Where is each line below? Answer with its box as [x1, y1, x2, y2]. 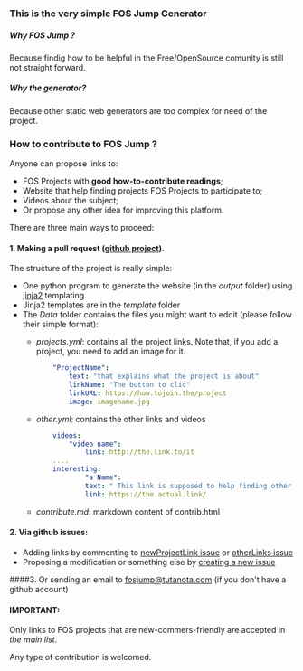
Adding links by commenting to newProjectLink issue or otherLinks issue [22, 546, 294, 558]
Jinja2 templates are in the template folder [22, 299, 181, 310]
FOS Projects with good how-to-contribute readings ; [22, 175, 223, 187]
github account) [9, 583, 70, 594]
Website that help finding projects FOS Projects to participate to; [22, 185, 263, 196]
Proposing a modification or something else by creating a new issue [22, 556, 276, 567]
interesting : [52, 465, 102, 474]
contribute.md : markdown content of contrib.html [35, 506, 221, 517]
